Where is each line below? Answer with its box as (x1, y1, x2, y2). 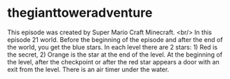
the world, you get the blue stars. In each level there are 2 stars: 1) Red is (7, 43, 218, 51)
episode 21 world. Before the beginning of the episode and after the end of (7, 35, 223, 43)
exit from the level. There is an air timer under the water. (7, 65, 170, 73)
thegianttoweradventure (7, 5, 153, 21)
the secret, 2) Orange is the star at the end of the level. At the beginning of (7, 50, 223, 59)
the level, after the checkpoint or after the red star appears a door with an (7, 57, 219, 66)
